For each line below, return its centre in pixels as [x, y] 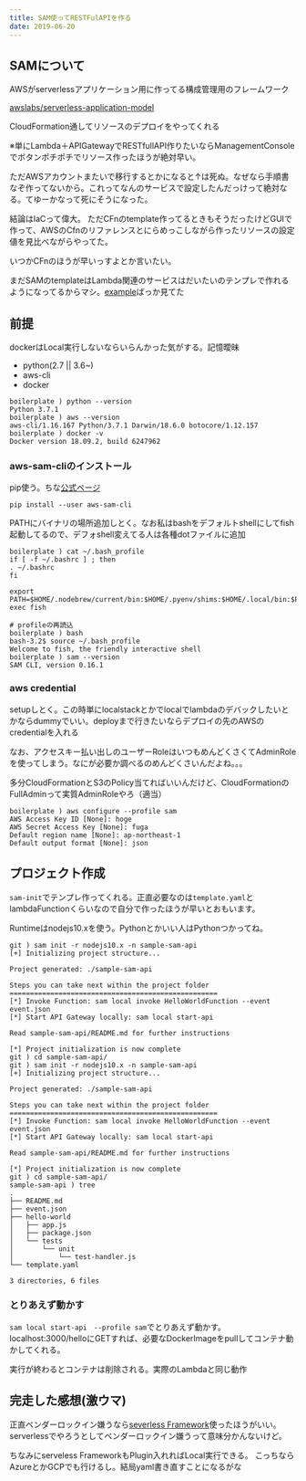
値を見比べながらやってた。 [61, 242]
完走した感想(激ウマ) [68, 1401]
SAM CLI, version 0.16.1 [56, 666]
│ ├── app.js [38, 1224]
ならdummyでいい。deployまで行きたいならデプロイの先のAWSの [141, 720]
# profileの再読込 [41, 625]
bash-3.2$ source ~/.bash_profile [75, 641]
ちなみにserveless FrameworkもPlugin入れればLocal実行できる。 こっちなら [152, 1455]
